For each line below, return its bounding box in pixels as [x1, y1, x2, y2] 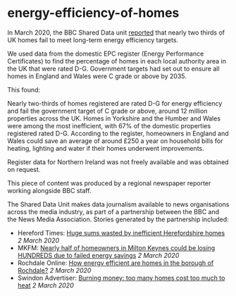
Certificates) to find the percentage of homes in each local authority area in [7, 56, 227, 65]
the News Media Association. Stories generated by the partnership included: [7, 215, 229, 223]
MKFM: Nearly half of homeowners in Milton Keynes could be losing [17, 243, 216, 252]
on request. [7, 165, 41, 173]
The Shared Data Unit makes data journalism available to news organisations [7, 199, 230, 209]
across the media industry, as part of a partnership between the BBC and [7, 207, 220, 216]
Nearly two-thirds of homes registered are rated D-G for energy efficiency [7, 99, 223, 107]
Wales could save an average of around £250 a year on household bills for [7, 136, 223, 145]
